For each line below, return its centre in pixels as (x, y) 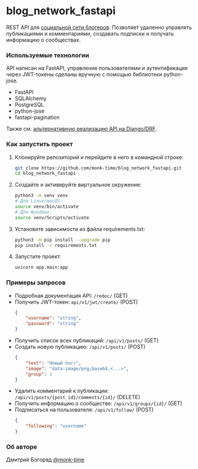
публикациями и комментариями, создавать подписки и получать (90, 33)
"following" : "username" (56, 426)
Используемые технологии (48, 55)
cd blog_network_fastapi (45, 174)
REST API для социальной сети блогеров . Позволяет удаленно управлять (99, 27)
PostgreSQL (29, 105)
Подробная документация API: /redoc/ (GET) (71, 295)
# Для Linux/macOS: (39, 201)
